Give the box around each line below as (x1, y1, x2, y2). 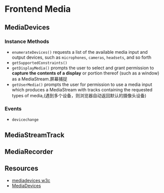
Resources (4, 164, 39, 173)
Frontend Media (4, 3, 71, 15)
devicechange (11, 117, 39, 122)
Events (4, 105, 22, 112)
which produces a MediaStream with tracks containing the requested (11, 86, 153, 92)
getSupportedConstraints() (11, 60, 68, 65)
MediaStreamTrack (4, 131, 65, 139)
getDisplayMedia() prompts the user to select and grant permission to (11, 65, 154, 71)
